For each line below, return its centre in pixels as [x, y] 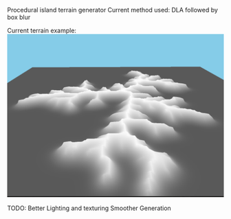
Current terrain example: [42, 31]
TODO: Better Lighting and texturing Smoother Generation [89, 208]
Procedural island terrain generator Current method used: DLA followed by [113, 10]
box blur [19, 17]
